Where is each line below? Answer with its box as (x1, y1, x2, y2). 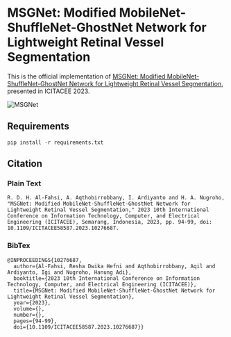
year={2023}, (13, 299, 51, 306)
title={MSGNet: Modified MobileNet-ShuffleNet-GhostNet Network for (13, 287, 216, 294)
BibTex (7, 241, 31, 251)
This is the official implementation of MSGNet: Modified (7, 72, 166, 81)
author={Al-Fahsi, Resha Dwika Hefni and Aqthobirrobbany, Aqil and (13, 263, 216, 270)
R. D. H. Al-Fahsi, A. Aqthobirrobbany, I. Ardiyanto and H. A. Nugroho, (7, 195, 225, 202)
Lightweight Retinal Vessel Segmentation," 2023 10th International (7, 206, 209, 213)
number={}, (13, 311, 45, 318)
